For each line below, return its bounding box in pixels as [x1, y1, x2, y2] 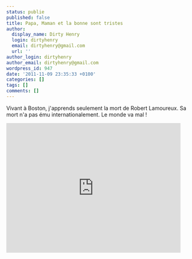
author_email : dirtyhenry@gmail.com [6, 59, 99, 66]
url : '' [12, 49, 31, 55]
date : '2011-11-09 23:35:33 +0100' [6, 71, 96, 77]
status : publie [6, 8, 45, 15]
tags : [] [6, 82, 28, 89]
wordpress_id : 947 [6, 65, 53, 72]
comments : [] [6, 88, 39, 94]
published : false [6, 15, 50, 21]
